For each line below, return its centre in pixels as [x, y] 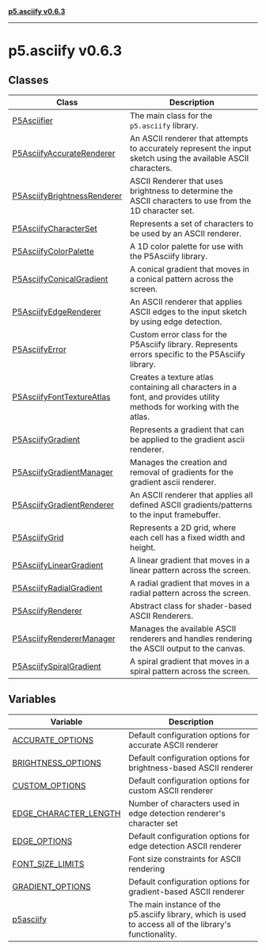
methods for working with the [184, 407]
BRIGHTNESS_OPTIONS [57, 762]
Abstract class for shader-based [190, 606]
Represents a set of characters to [192, 223]
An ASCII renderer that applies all [191, 495]
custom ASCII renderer [171, 790]
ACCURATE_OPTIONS [53, 740]
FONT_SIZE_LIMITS [48, 864]
